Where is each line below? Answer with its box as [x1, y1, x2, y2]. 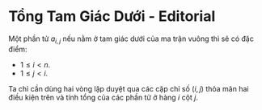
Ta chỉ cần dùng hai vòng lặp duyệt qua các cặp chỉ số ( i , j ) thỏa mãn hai [8, 84, 249, 93]
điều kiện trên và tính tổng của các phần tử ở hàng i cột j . [8, 92, 198, 102]
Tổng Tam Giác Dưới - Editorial [8, 7, 216, 26]
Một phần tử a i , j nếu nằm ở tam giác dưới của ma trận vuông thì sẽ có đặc [8, 34, 255, 45]
